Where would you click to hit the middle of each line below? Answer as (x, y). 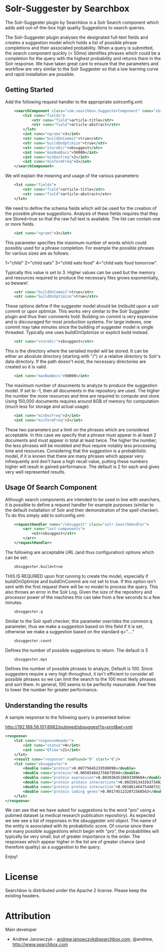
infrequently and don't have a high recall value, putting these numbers (77, 461)
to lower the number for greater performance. (52, 690)
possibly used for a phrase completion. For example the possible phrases (80, 248)
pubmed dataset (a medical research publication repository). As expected (80, 816)
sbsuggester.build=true (39, 566)
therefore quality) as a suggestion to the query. (53, 847)
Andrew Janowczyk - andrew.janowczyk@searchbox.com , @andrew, (83, 939)
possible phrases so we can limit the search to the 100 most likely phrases (81, 679)
